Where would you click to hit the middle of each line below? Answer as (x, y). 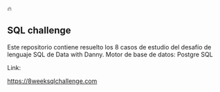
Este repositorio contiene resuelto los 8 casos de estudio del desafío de (109, 47)
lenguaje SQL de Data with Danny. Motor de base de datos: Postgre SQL (110, 54)
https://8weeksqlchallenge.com (52, 81)
